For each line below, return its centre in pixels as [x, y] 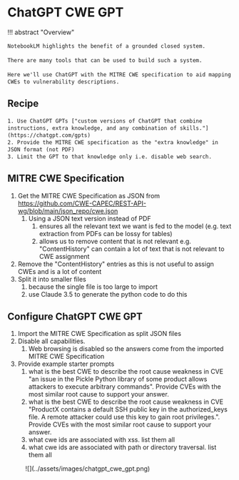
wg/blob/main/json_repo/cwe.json [68, 210]
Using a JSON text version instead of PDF [90, 218]
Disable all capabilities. [51, 341]
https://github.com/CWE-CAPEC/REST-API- [82, 203]
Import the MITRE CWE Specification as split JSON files [100, 334]
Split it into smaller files [52, 279]
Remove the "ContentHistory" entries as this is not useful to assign [116, 264]
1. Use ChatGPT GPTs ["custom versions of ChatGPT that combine [105, 121]
